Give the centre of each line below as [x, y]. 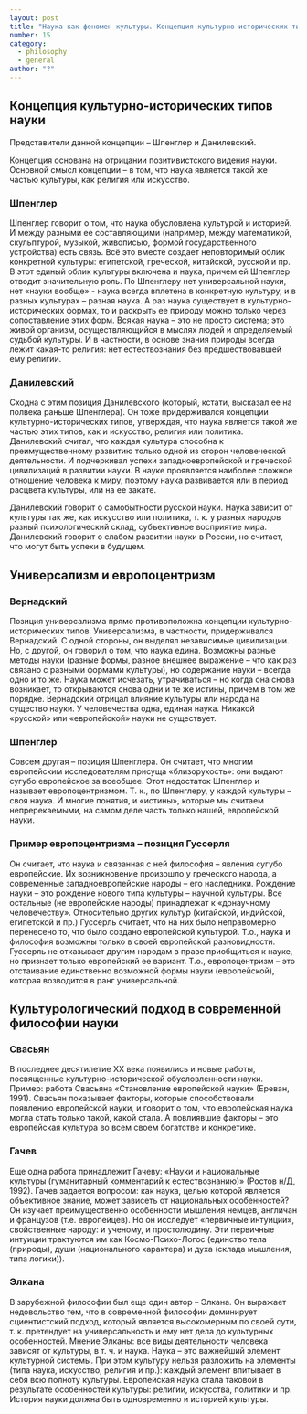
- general [36, 60]
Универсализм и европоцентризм [112, 575]
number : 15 [30, 35]
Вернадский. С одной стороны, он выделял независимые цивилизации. [149, 640]
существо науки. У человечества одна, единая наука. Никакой [132, 708]
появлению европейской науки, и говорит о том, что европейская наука [152, 1108]
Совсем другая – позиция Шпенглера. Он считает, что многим [132, 762]
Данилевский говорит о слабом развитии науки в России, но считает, [146, 537]
